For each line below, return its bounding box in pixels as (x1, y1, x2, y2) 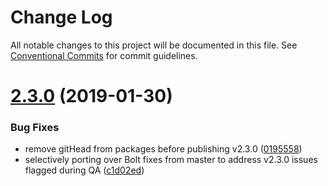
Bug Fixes (10, 121, 60, 135)
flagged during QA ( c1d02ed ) (24, 164, 145, 176)
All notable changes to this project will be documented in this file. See (10, 39, 298, 51)
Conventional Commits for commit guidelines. (10, 49, 198, 61)
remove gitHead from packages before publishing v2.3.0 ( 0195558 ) (24, 143, 303, 155)
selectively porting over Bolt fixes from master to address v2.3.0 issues (24, 154, 318, 166)
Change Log (10, 6, 113, 29)
